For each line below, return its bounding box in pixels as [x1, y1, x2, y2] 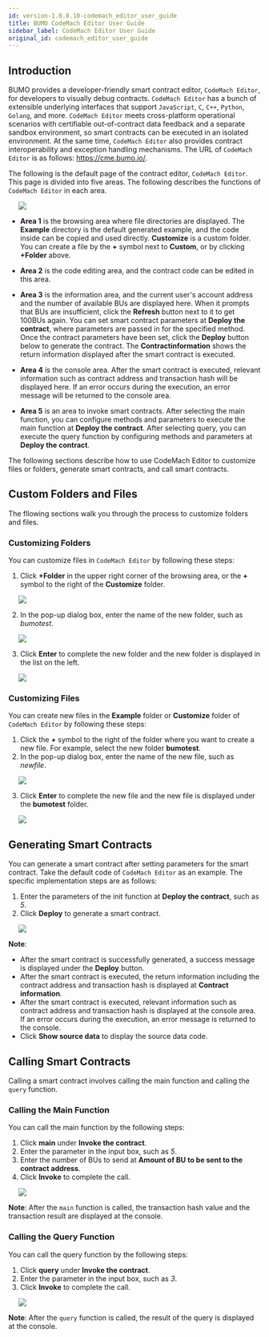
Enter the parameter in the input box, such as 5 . [19, 1147, 178, 1157]
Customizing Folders [8, 537, 91, 548]
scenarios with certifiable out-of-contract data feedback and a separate [8, 119, 246, 129]
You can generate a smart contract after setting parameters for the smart [8, 859, 249, 869]
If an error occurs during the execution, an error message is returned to [19, 1015, 256, 1024]
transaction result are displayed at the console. [8, 1211, 163, 1221]
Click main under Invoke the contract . [19, 1138, 147, 1148]
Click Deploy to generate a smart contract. [19, 909, 162, 919]
